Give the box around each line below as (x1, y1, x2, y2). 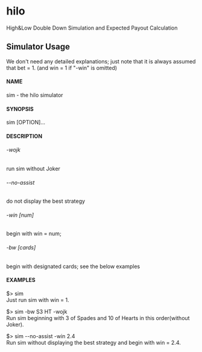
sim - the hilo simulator (6, 91, 63, 98)
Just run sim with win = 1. (6, 296, 69, 303)
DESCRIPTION (6, 132, 43, 139)
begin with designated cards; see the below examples (6, 263, 140, 270)
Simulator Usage (6, 42, 71, 52)
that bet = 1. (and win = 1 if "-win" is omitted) (6, 64, 118, 71)
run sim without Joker (6, 165, 60, 172)
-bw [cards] (6, 243, 36, 251)
